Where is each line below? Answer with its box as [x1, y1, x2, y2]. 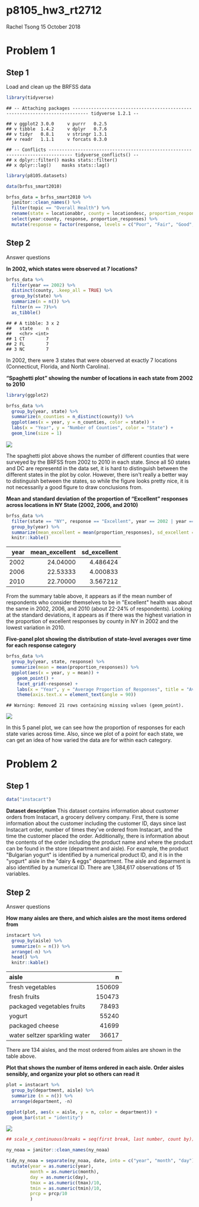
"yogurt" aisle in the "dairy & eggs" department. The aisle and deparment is [6, 858, 191, 865]
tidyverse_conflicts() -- [75, 152, 139, 158]
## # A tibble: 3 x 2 [6, 320, 60, 326]
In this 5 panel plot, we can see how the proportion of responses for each [6, 724, 185, 731]
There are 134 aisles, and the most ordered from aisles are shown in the [6, 1047, 181, 1054]
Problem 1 [6, 44, 56, 57]
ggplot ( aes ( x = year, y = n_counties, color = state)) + [11, 419, 155, 425]
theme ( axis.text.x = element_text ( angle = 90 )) [17, 692, 136, 698]
